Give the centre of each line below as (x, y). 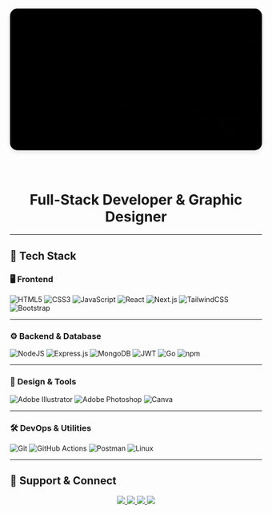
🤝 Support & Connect (63, 481)
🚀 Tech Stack (43, 256)
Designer (136, 217)
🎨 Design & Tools (43, 382)
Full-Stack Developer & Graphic (136, 199)
